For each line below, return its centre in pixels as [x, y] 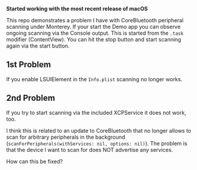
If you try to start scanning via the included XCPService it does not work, [96, 112]
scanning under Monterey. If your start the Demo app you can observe [93, 27]
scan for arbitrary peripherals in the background [66, 137]
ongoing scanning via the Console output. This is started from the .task [95, 33]
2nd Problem [31, 98]
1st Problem [29, 65]
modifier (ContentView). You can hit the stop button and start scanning [94, 39]
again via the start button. [38, 46]
